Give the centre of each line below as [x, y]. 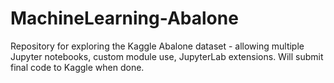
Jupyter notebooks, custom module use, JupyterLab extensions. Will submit [167, 56]
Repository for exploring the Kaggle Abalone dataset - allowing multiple [157, 46]
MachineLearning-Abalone [124, 18]
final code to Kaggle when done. [77, 67]
